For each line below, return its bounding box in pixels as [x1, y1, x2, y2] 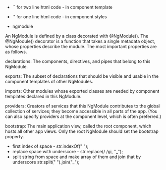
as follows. [5, 49, 27, 55]
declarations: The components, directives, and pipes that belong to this [5, 58, 151, 64]
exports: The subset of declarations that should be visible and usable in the [5, 73, 159, 79]
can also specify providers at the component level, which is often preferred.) [5, 113, 162, 119]
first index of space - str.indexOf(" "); [12, 143, 89, 149]
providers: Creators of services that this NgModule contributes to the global [5, 103, 160, 109]
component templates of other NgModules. [5, 79, 93, 84]
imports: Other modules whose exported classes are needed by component [5, 88, 160, 94]
